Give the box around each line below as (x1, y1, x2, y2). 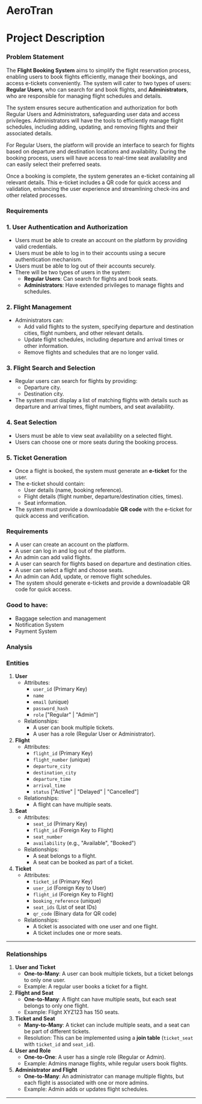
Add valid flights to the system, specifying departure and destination (23, 323, 194, 330)
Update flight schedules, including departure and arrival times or (23, 336, 185, 343)
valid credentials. (14, 243, 58, 250)
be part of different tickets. (23, 1028, 91, 1035)
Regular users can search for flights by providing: (14, 377, 138, 385)
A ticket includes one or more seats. (32, 929, 122, 936)
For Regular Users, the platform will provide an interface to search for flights (6, 141, 195, 149)
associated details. (6, 129, 53, 136)
